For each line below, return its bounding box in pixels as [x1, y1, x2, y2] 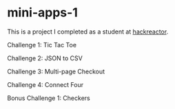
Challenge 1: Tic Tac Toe [7, 40, 77, 49]
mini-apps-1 [7, 5, 78, 21]
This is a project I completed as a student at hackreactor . [7, 27, 169, 36]
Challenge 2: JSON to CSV [7, 53, 83, 62]
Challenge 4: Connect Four [7, 80, 84, 88]
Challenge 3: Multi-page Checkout [7, 67, 105, 75]
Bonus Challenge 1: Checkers [7, 94, 91, 102]
